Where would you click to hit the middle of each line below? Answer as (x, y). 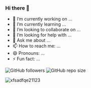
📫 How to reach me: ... (36, 46)
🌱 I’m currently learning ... (39, 24)
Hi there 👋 (18, 8)
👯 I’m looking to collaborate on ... (47, 30)
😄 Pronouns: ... (29, 53)
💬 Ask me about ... (31, 40)
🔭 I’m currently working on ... (42, 19)
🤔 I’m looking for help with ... (42, 35)
